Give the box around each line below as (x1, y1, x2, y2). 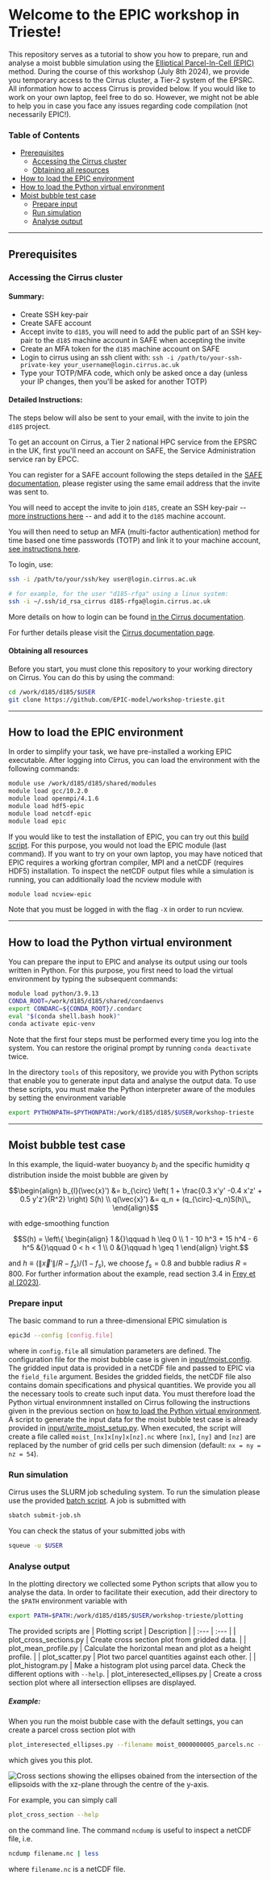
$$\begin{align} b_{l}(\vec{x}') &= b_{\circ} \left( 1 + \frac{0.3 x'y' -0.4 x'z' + (8, 1186, 263, 1195)
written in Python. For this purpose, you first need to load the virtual (8, 965, 234, 975)
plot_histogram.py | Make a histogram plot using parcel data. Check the (8, 1661, 246, 1670)
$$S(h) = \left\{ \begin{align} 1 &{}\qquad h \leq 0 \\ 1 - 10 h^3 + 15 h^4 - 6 (13, 1234, 258, 1244)
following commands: (8, 764, 80, 773)
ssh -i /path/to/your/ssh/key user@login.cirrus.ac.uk (8, 575, 197, 583)
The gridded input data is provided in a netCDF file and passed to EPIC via (8, 1363, 256, 1373)
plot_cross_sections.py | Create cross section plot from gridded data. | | (8, 1635, 247, 1644)
